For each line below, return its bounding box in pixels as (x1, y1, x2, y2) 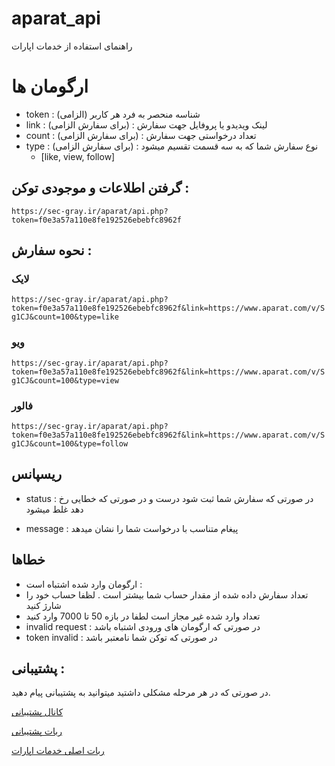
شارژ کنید (25, 599, 62, 611)
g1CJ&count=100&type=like (11, 312, 119, 322)
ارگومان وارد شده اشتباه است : (25, 578, 143, 590)
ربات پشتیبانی (11, 725, 63, 737)
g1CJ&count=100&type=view (11, 375, 119, 386)
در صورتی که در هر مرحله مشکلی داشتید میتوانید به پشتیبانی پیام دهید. (11, 687, 271, 699)
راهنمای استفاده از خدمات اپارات (11, 40, 133, 52)
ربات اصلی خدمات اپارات (11, 745, 105, 757)
